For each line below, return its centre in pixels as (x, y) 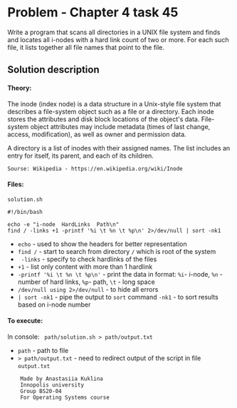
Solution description (53, 70)
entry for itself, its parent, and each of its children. (81, 155)
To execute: (25, 321)
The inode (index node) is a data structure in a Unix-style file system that (114, 103)
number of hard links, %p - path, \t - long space (86, 282)
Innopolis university (52, 385)
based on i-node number (54, 305)
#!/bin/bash (25, 212)
